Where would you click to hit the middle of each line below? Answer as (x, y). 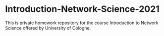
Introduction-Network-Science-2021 (82, 9)
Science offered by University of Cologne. (48, 28)
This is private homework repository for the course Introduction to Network (82, 23)
